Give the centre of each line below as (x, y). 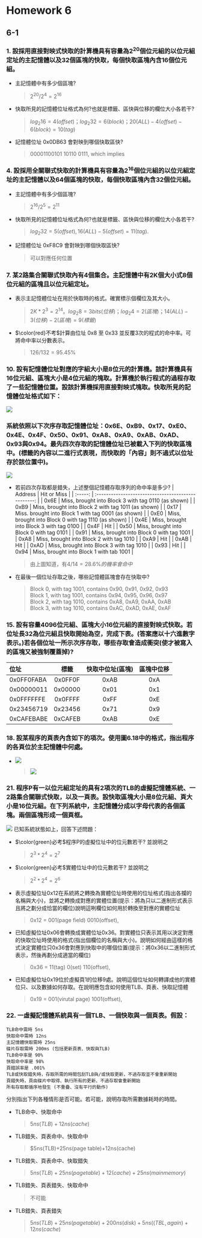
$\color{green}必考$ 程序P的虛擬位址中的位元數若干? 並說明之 (91, 842)
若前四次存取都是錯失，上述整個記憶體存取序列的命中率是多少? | (94, 487)
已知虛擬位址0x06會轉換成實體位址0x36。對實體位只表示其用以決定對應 (104, 932)
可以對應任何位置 (51, 258)
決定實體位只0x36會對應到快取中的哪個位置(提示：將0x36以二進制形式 (108, 947)
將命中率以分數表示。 (41, 340)
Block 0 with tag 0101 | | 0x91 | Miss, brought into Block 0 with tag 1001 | (104, 532)
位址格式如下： (40, 396)
